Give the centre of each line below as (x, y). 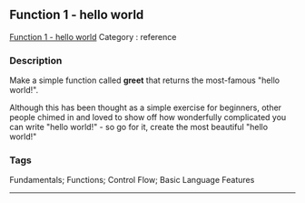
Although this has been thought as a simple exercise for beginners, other (146, 107)
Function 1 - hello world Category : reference (93, 36)
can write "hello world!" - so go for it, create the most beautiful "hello (139, 127)
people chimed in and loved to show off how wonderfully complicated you (148, 117)
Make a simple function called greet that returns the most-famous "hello (144, 80)
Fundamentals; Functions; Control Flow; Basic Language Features (132, 180)
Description (36, 60)
